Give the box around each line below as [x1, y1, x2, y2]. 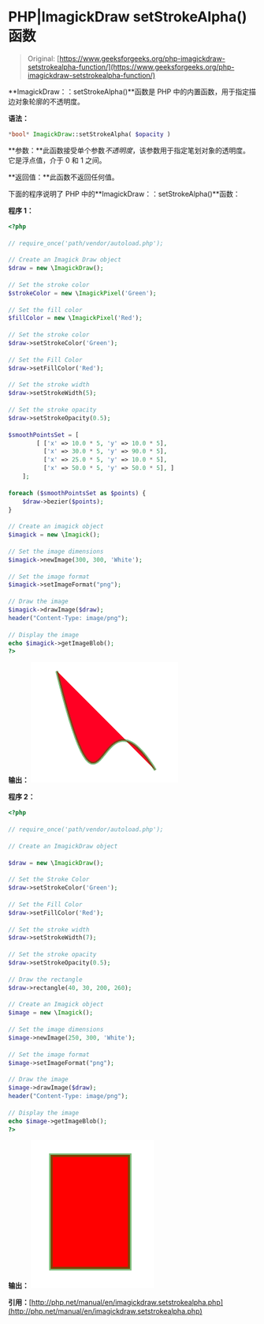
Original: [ [27, 54, 60, 63]
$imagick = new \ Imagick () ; [8, 531, 101, 539]
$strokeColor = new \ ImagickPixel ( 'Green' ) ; [8, 289, 157, 297]
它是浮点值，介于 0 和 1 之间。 [8, 155, 106, 165]
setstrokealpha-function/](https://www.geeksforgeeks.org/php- [27, 62, 235, 71]
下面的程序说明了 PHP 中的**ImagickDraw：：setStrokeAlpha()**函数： [8, 189, 240, 198]
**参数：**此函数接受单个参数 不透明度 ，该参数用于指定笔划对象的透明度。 [8, 145, 251, 155]
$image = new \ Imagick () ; [8, 1009, 93, 1017]
